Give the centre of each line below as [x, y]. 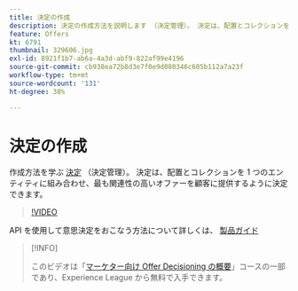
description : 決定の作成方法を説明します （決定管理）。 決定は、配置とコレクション [146, 26]
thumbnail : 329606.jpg [51, 51]
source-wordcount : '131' [55, 83]
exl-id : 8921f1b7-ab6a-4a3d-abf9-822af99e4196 [97, 59]
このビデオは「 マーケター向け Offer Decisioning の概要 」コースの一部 [158, 266]
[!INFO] [44, 248]
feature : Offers [39, 34]
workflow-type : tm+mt [49, 75]
